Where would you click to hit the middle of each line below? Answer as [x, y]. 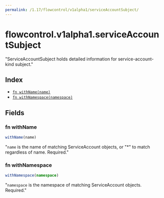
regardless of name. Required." [37, 152]
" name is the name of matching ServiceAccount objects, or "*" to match [78, 147]
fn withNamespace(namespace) [42, 98]
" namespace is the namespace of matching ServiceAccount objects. [73, 185]
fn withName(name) [31, 92]
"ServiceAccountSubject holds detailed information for [61, 59]
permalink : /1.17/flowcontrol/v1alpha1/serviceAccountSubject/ [72, 10]
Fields [15, 113]
